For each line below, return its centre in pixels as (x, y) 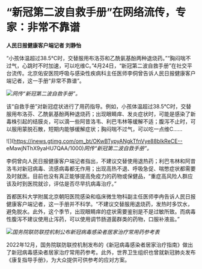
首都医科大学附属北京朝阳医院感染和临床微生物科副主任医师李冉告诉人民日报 (101, 196)
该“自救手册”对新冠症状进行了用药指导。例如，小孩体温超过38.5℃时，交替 (99, 106)
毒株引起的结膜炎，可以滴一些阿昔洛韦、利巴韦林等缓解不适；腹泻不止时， (98, 121)
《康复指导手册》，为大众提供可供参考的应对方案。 (68, 259)
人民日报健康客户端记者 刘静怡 (44, 45)
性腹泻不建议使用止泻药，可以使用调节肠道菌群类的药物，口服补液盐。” (93, 219)
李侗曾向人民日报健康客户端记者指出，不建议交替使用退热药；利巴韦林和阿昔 (101, 161)
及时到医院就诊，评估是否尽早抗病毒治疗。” (64, 183)
